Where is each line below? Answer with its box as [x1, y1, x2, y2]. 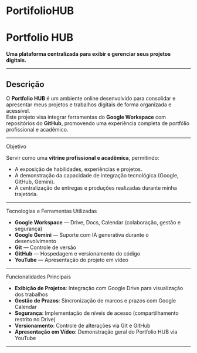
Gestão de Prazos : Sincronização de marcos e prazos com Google [14, 297, 176, 304]
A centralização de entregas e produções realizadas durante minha [14, 184, 177, 191]
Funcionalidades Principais [6, 273, 72, 280]
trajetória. [14, 190, 38, 197]
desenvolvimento [14, 237, 57, 244]
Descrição [6, 79, 45, 89]
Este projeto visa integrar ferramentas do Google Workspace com [6, 113, 166, 120]
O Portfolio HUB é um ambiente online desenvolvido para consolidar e [6, 95, 176, 102]
